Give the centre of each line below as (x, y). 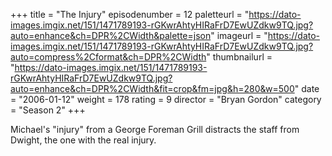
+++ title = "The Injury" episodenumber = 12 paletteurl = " (130, 14)
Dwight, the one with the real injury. (83, 140)
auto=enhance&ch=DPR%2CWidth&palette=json (111, 35)
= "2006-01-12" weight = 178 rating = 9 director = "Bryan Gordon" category (166, 99)
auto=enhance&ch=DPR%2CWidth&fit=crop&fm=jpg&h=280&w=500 (152, 88)
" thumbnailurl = (239, 57)
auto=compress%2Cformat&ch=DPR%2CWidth (108, 57)
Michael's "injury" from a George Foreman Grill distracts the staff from (155, 129)
